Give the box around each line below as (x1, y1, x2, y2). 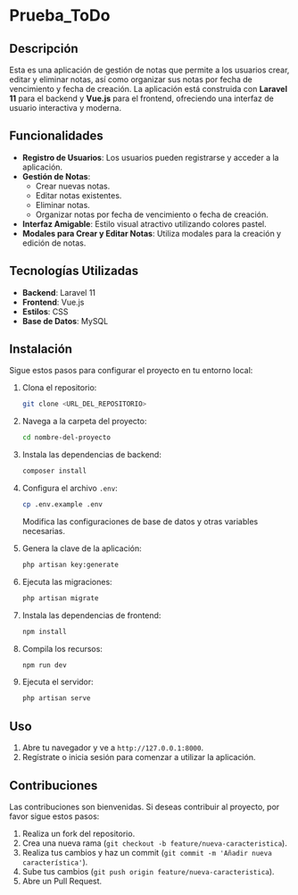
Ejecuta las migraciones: (21, 576, 113, 587)
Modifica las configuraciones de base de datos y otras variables (21, 515, 259, 527)
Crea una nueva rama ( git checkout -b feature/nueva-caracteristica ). (21, 837, 287, 849)
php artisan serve (21, 694, 91, 703)
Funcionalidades (9, 129, 104, 144)
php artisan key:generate (21, 560, 119, 569)
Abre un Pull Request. (21, 875, 103, 886)
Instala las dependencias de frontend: (21, 609, 161, 621)
